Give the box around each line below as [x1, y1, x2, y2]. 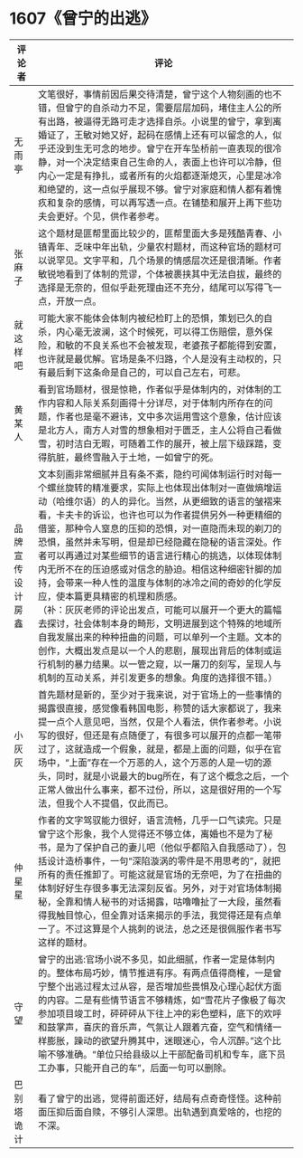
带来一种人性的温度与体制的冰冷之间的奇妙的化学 [64, 576, 273, 589]
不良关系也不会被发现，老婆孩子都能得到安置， [82, 338, 282, 351]
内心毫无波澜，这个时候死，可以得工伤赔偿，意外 [55, 325, 264, 337]
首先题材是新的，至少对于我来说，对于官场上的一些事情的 [37, 688, 282, 701]
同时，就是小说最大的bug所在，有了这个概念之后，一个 [55, 770, 289, 783]
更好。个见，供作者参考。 [55, 210, 165, 223]
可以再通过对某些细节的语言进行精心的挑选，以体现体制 [46, 549, 282, 562]
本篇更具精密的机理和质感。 [64, 590, 183, 603]
